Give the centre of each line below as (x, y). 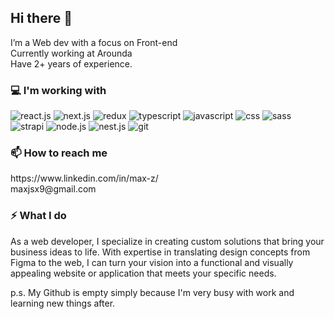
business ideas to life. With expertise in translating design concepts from (160, 252)
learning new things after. (63, 303)
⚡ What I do (38, 216)
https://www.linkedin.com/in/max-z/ (84, 178)
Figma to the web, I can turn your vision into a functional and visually (152, 262)
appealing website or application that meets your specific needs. (143, 273)
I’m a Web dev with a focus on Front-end (94, 42)
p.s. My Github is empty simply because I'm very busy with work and (152, 292)
